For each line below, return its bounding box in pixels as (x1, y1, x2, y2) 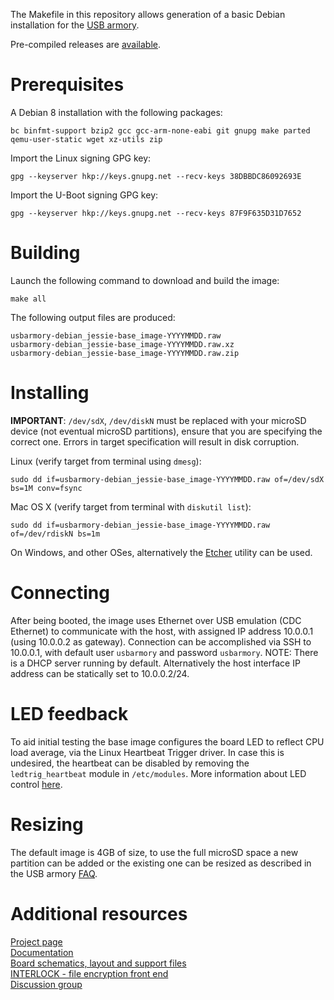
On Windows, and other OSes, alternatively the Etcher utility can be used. (10, 546, 313, 558)
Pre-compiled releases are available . (10, 39, 162, 50)
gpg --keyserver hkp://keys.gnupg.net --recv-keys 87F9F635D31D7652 (10, 208, 302, 218)
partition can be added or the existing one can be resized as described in (10, 857, 312, 869)
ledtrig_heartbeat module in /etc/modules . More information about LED (10, 767, 307, 779)
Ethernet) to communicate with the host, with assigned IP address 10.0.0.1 (10, 625, 314, 637)
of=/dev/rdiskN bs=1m (10, 529, 101, 539)
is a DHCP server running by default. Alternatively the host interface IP (10, 657, 301, 669)
